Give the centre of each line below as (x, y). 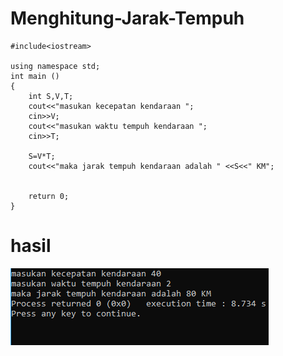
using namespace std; (55, 66)
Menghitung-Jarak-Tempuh (127, 18)
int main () (35, 76)
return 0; (49, 196)
